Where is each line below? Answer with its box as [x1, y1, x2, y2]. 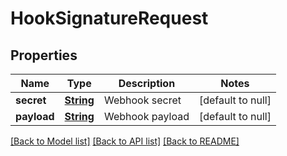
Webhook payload [103, 110, 190, 123]
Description [118, 77, 176, 90]
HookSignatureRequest [10, 7, 209, 30]
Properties [10, 47, 78, 64]
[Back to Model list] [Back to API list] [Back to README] [10, 135, 240, 147]
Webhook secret [103, 93, 182, 107]
